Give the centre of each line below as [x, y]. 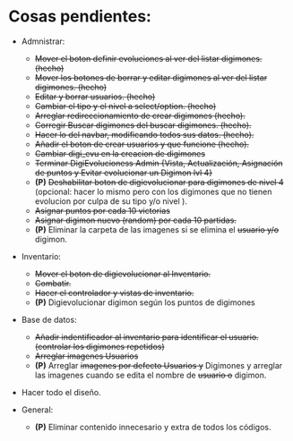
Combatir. [53, 283]
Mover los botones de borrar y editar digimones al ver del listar [151, 77]
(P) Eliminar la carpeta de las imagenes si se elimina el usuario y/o [157, 229]
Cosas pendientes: [80, 17]
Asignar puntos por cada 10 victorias [103, 210]
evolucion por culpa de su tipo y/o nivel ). [111, 201]
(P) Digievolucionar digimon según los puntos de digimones [145, 302]
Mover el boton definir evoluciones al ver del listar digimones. [148, 58]
